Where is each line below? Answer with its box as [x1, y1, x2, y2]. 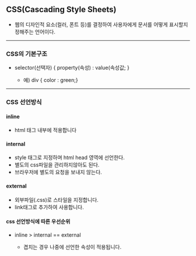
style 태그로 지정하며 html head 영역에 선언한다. [14, 154, 125, 161]
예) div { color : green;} [23, 77, 78, 84]
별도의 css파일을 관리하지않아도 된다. [14, 161, 100, 168]
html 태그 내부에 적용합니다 [14, 127, 77, 134]
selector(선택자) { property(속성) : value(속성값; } [14, 64, 129, 71]
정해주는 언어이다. [14, 28, 55, 35]
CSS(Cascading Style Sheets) [6, 5, 117, 15]
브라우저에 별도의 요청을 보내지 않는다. [14, 169, 102, 176]
